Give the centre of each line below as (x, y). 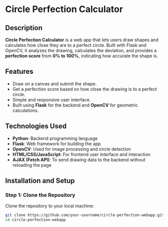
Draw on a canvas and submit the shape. (54, 83)
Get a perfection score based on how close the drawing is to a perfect (85, 89)
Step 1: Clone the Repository (40, 195)
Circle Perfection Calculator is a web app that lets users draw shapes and (82, 40)
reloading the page (32, 165)
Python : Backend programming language (55, 138)
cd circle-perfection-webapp (35, 220)
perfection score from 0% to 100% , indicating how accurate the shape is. (82, 56)
